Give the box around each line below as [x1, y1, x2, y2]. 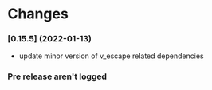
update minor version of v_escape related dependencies [18, 51, 204, 61]
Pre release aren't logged [7, 71, 108, 82]
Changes [7, 5, 69, 23]
